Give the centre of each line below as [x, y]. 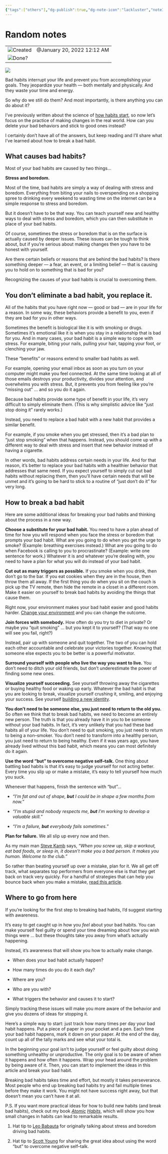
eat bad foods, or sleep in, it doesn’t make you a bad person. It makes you [82, 851]
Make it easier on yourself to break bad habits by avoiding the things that [80, 592]
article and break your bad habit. [39, 1070]
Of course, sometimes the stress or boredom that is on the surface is [76, 233]
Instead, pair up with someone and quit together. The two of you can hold [81, 642]
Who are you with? [32, 989]
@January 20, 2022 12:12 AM [73, 49]
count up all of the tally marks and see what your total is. [63, 1039]
